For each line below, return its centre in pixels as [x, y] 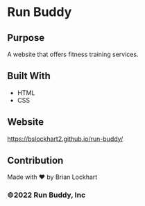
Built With [29, 76]
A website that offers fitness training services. [73, 54]
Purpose [26, 38]
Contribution [35, 161]
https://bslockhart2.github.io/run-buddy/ [65, 139]
